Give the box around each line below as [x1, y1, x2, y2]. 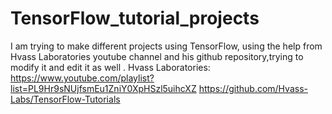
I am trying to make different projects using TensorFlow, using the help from [10, 40, 323, 52]
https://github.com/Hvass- [198, 82, 308, 94]
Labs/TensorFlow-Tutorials [10, 93, 121, 105]
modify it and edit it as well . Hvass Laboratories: [10, 61, 211, 73]
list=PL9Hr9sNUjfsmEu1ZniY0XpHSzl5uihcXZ [10, 82, 197, 94]
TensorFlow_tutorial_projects [10, 7, 260, 30]
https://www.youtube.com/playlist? [10, 72, 155, 84]
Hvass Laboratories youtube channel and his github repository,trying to [10, 50, 304, 62]
